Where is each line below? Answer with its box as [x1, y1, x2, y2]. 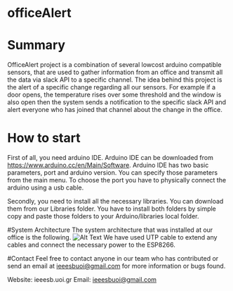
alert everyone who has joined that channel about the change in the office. [7, 106, 223, 114]
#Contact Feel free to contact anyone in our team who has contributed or [7, 254, 219, 263]
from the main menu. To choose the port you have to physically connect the [7, 176, 227, 185]
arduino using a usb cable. [7, 183, 84, 192]
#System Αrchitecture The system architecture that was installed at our [7, 225, 213, 234]
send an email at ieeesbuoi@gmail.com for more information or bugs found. [7, 262, 226, 271]
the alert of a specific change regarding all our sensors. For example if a [7, 83, 216, 92]
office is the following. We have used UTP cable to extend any [7, 233, 218, 242]
